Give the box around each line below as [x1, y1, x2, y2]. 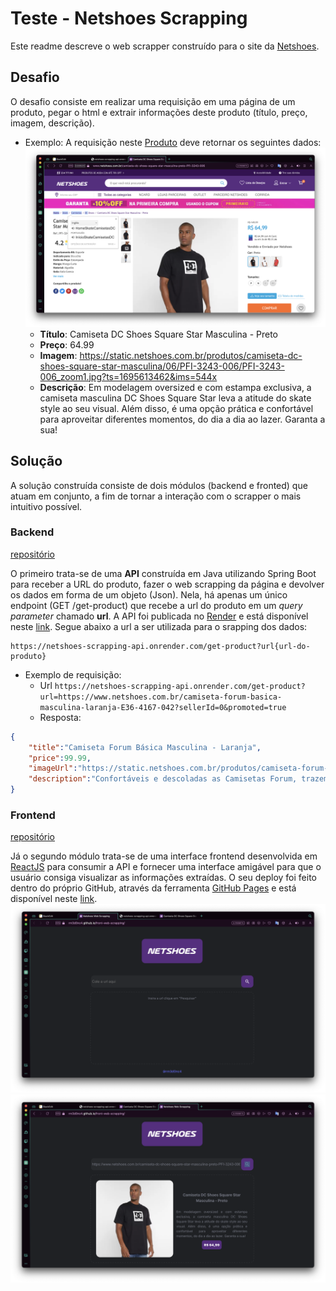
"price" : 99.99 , [28, 753, 92, 763]
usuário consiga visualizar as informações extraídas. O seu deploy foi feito [10, 872, 317, 884]
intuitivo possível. [10, 500, 83, 512]
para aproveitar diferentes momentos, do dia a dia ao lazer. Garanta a [39, 413, 326, 425]
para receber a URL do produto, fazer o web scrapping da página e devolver [10, 578, 325, 590]
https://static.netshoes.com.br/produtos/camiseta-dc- [79, 349, 303, 361]
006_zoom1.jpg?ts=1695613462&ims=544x [39, 370, 218, 382]
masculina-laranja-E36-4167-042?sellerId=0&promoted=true [39, 702, 287, 712]
